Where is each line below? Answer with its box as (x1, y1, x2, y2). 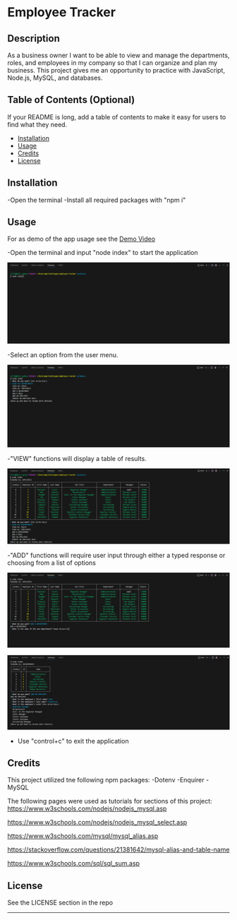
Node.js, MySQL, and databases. (7, 73, 103, 82)
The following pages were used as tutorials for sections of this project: (7, 797, 213, 806)
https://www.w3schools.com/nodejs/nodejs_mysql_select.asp (7, 818, 188, 827)
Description (7, 32, 60, 44)
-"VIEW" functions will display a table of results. (7, 454, 147, 462)
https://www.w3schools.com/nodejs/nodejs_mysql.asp (7, 804, 167, 813)
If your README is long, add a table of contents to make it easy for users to (7, 112, 226, 121)
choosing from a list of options (7, 558, 97, 567)
